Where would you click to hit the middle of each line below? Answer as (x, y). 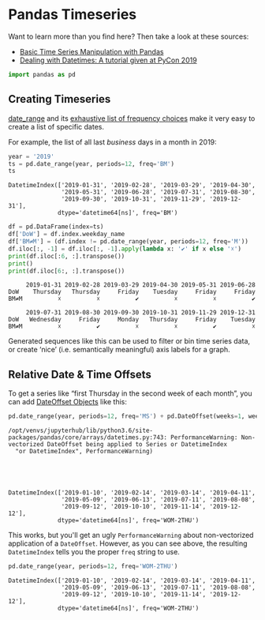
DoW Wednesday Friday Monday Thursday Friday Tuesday (132, 320)
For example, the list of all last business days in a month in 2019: (112, 142)
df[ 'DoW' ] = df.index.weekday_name (67, 235)
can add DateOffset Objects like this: (68, 402)
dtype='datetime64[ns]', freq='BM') (118, 213)
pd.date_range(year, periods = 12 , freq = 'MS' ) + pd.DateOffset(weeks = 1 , (127, 416)
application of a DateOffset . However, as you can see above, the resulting (128, 543)
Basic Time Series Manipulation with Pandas (91, 51)
